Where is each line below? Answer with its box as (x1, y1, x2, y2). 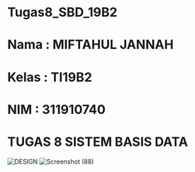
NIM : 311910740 (7, 101, 106, 117)
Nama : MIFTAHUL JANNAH (7, 37, 174, 53)
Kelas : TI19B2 (7, 69, 92, 85)
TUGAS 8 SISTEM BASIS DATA (7, 134, 189, 149)
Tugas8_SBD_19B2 (7, 4, 118, 21)
